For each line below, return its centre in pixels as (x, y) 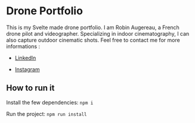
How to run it (30, 88)
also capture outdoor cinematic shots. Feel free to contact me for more (93, 40)
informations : (23, 46)
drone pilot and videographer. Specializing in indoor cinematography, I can (98, 33)
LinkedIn (25, 58)
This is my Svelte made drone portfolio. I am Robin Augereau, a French (93, 27)
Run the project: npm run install (47, 113)
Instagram (27, 69)
